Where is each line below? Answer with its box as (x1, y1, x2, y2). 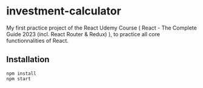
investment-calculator (6, 4, 121, 18)
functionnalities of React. (6, 37, 68, 44)
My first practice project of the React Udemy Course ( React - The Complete (6, 24, 197, 31)
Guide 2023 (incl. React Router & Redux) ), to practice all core (6, 30, 161, 37)
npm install (6, 71, 36, 77)
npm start (6, 75, 32, 82)
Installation (6, 54, 50, 64)
